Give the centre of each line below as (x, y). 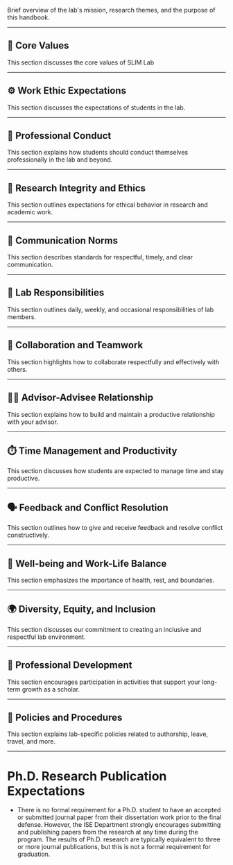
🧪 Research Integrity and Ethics (77, 188)
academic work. (30, 212)
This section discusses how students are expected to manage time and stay (115, 471)
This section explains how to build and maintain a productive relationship (111, 414)
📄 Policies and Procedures (65, 717)
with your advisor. (33, 422)
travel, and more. (32, 742)
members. (22, 317)
